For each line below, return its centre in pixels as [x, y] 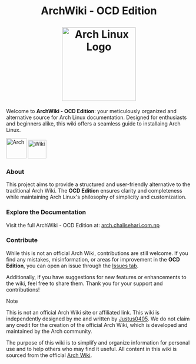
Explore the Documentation [46, 212]
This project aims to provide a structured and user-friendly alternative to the [98, 184]
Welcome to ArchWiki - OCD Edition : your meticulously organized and [91, 111]
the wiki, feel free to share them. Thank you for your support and [84, 283]
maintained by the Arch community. [49, 331]
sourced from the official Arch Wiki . [49, 355]
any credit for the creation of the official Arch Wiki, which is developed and [97, 325]
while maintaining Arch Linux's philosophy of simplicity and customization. [96, 197]
